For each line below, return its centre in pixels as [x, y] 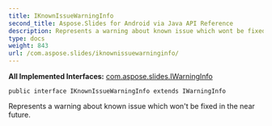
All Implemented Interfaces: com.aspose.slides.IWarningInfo [110, 76]
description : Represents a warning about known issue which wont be [126, 31]
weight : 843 [28, 46]
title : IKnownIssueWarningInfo [61, 16]
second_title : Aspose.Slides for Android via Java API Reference [121, 23]
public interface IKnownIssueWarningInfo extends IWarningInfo [117, 91]
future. [19, 115]
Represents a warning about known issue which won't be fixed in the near [132, 106]
